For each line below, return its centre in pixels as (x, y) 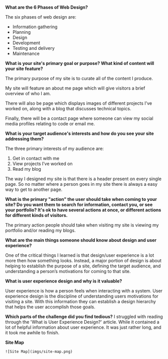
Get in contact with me (36, 158)
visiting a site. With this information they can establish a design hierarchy (81, 301)
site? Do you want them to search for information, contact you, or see (79, 204)
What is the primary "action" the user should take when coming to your (81, 199)
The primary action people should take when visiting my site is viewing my (82, 225)
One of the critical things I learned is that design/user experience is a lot (80, 255)
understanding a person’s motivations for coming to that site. (68, 271)
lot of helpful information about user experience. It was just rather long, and (83, 327)
